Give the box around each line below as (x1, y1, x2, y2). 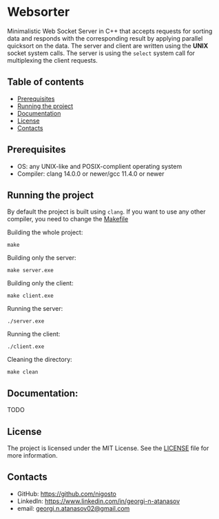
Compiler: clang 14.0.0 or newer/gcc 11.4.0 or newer (17, 170, 165, 178)
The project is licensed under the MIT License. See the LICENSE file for (7, 444, 209, 452)
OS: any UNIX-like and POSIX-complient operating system (17, 162, 182, 170)
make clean (7, 369, 39, 376)
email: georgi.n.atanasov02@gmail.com (17, 504, 130, 512)
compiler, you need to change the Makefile (7, 215, 129, 223)
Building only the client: (7, 279, 74, 287)
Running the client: (7, 330, 61, 338)
